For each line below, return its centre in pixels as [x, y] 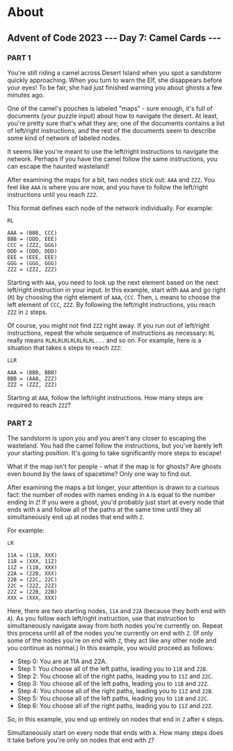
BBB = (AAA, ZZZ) [32, 379]
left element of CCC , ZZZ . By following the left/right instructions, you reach [111, 304]
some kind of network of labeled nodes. [64, 138]
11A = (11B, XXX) [32, 555]
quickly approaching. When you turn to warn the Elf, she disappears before [115, 80]
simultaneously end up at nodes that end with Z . [76, 517]
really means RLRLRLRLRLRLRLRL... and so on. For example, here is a [104, 340]
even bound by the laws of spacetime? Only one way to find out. [99, 474]
